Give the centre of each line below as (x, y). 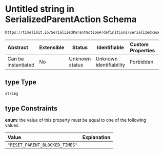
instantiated (21, 65)
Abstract (18, 47)
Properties (143, 50)
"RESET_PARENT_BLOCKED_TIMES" (43, 145)
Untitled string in (40, 9)
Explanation (96, 137)
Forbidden (142, 62)
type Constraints (31, 109)
